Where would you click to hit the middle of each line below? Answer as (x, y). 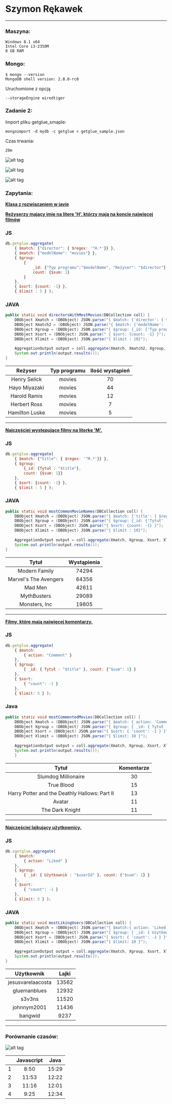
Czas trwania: (20, 141)
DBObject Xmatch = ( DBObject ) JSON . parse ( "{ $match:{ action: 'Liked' (91, 927)
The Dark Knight (61, 810)
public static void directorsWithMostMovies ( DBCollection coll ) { (78, 315)
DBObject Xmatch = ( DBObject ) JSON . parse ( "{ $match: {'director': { (89, 320)
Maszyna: (18, 31)
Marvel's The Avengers (36, 579)
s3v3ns (29, 999)
